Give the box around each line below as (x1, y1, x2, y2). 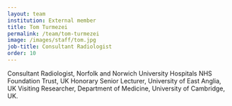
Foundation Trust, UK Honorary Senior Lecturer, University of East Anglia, (7, 76, 221, 85)
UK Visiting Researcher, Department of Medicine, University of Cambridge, (7, 84, 226, 93)
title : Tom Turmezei (7, 23, 69, 30)
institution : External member (7, 17, 97, 24)
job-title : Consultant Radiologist (7, 43, 112, 50)
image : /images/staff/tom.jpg (7, 37, 97, 44)
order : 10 (7, 50, 37, 57)
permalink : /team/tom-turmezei (7, 30, 100, 37)
